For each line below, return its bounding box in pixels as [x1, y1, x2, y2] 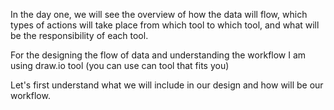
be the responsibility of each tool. [10, 30, 149, 41]
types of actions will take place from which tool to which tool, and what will [10, 19, 320, 31]
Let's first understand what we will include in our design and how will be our [10, 79, 324, 91]
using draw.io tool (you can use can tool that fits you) [10, 60, 230, 71]
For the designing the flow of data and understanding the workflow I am [10, 49, 307, 61]
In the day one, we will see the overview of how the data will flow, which [10, 9, 308, 20]
